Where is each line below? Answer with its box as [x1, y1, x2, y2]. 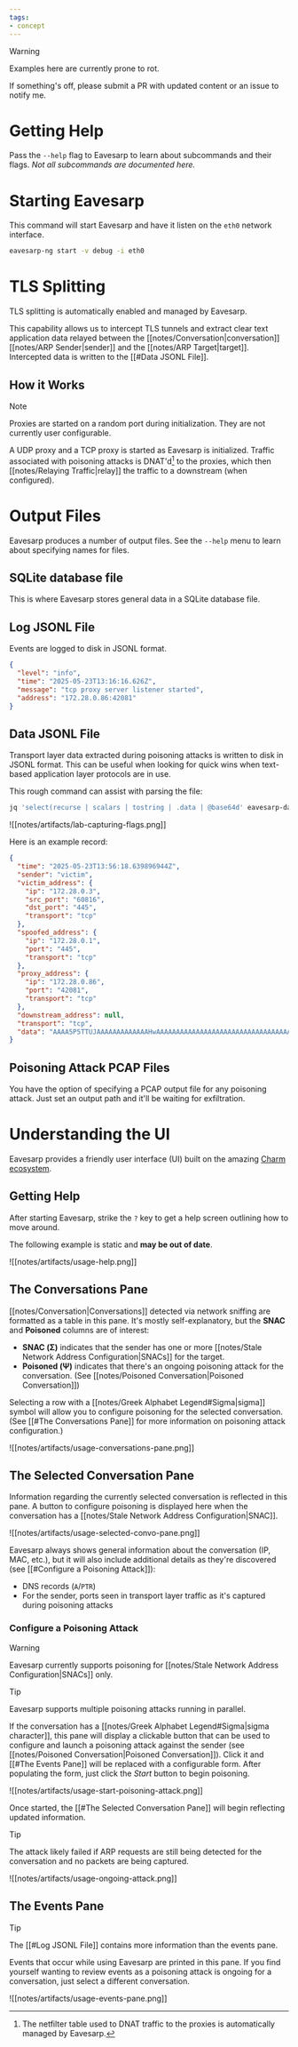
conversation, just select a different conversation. [9, 1975, 191, 1987]
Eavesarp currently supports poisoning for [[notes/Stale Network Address [9, 1659, 279, 1670]
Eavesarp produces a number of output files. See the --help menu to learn [9, 535, 281, 546]
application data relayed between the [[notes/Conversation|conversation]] [9, 332, 280, 343]
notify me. [9, 90, 47, 100]
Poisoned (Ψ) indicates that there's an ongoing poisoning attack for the [21, 1361, 284, 1371]
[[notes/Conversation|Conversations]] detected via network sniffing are [9, 1306, 271, 1316]
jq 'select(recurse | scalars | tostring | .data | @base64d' [9, 804, 244, 812]
